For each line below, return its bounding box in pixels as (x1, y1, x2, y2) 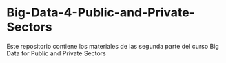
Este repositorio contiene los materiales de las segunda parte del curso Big (6, 42, 220, 50)
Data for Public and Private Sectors (6, 49, 106, 58)
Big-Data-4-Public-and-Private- (6, 5, 196, 21)
